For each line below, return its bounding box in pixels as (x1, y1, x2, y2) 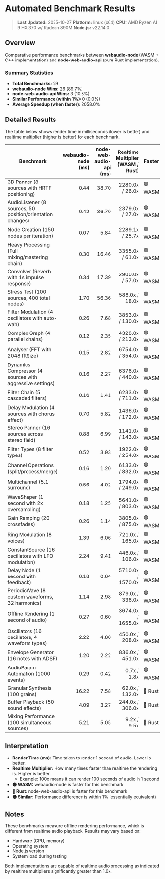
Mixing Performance (7, 713, 55, 720)
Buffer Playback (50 (7, 698, 54, 705)
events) (7, 676, 26, 683)
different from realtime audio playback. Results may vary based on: (5, 828, 141, 834)
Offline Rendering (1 (7, 610, 55, 617)
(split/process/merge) (7, 468, 58, 475)
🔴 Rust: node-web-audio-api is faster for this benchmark (12, 788, 128, 794)
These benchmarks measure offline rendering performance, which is (5, 823, 144, 829)
